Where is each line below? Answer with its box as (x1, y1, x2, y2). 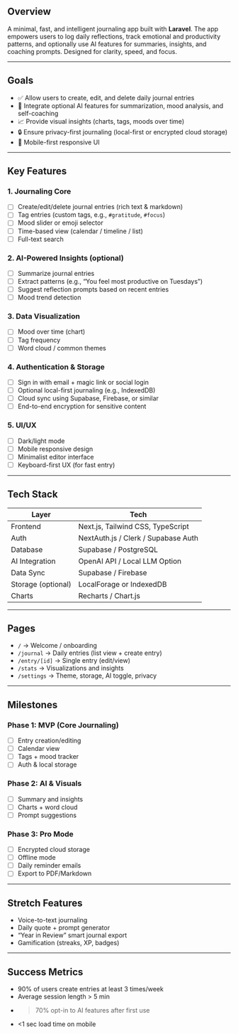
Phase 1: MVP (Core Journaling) (7, 720, 119, 730)
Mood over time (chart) (17, 327, 86, 336)
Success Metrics (7, 966, 84, 978)
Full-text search (17, 235, 64, 243)
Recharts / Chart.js (78, 590, 140, 600)
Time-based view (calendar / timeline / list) (17, 227, 144, 235)
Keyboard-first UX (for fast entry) (17, 460, 115, 469)
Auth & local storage (17, 760, 77, 769)
